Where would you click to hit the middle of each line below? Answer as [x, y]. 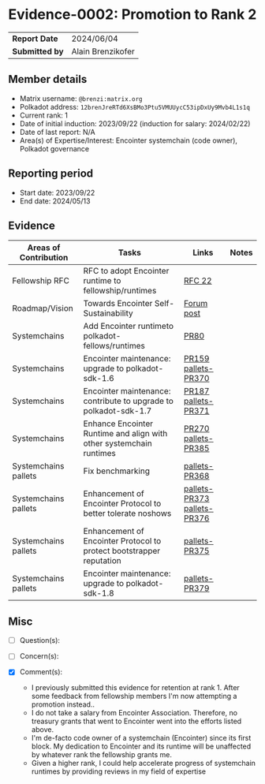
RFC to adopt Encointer [126, 271]
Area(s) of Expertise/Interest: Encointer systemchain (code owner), [129, 140]
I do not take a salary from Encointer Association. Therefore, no [134, 713]
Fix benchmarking [116, 471]
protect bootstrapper [122, 551]
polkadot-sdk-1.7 [118, 411]
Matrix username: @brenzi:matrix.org [81, 98]
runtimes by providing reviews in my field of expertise [119, 771]
